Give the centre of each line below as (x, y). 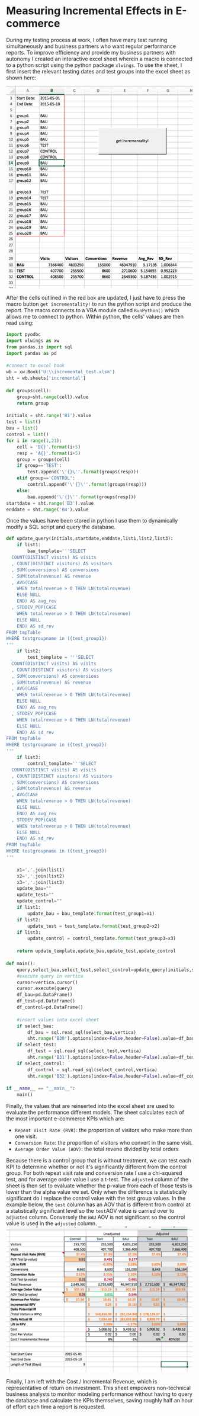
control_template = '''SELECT (62, 763)
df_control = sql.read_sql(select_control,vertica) (93, 1070)
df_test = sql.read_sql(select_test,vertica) (85, 1051)
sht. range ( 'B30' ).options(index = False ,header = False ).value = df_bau (111, 1039)
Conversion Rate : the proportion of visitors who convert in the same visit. (104, 1143)
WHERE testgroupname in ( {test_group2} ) (57, 745)
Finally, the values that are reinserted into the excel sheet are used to (90, 1106)
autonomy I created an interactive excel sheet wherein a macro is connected (99, 59)
